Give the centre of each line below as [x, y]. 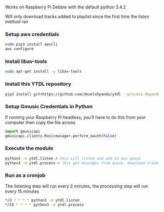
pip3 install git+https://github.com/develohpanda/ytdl [63, 94]
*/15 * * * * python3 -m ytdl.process [44, 205]
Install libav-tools [26, 61]
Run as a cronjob [25, 175]
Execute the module [29, 148]
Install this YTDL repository [38, 84]
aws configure [20, 49]
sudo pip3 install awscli [31, 44]
